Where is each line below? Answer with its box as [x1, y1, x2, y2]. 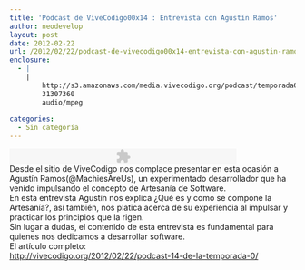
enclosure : [9, 55, 51, 65]
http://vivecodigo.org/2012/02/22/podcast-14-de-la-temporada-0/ [9, 251, 259, 261]
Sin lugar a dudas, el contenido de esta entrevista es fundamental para [9, 222, 274, 232]
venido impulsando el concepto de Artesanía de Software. [9, 183, 227, 194]
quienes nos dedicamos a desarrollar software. [9, 231, 186, 242]
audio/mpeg [42, 97, 84, 107]
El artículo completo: [9, 241, 86, 251]
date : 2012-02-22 [9, 38, 75, 48]
